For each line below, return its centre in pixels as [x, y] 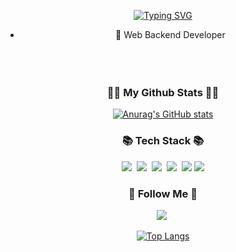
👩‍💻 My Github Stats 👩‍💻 [163, 92]
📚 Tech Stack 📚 [163, 141]
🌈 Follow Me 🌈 [163, 193]
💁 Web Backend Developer [170, 34]
